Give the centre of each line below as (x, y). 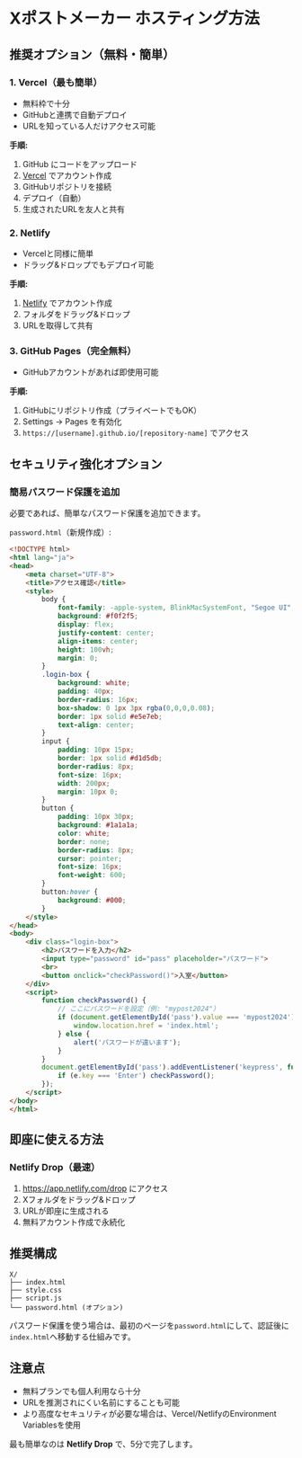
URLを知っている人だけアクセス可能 (89, 126)
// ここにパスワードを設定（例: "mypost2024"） (138, 1009)
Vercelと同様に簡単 (58, 253)
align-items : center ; (98, 641)
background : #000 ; (92, 900)
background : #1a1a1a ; (98, 825)
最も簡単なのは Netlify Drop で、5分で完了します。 (103, 1444)
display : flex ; (86, 625)
